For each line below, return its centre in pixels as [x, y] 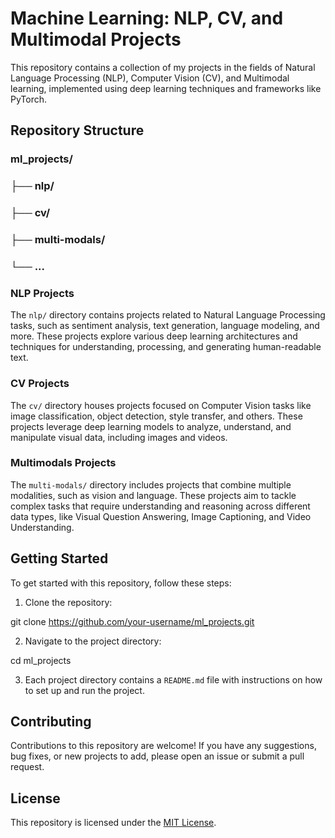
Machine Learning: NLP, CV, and [147, 18]
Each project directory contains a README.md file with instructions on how [173, 679]
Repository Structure [77, 130]
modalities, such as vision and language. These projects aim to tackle [153, 495]
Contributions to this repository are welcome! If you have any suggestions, [163, 746]
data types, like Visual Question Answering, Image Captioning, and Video [161, 516]
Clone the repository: [68, 602]
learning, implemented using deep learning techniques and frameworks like [166, 88]
